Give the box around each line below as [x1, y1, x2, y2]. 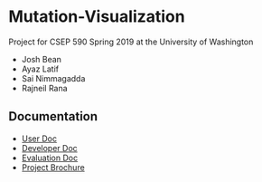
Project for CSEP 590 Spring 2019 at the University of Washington [8, 36, 254, 47]
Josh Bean [21, 53, 62, 64]
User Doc [21, 133, 58, 144]
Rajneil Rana [21, 82, 69, 93]
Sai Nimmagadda [21, 72, 86, 83]
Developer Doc [21, 142, 78, 153]
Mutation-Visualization [8, 6, 186, 27]
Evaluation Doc [21, 152, 79, 163]
